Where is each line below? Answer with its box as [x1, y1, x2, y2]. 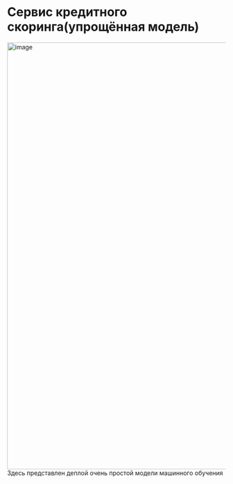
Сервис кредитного [7, 4, 128, 20]
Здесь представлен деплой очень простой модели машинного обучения [7, 469, 223, 477]
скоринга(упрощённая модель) [7, 19, 200, 35]
